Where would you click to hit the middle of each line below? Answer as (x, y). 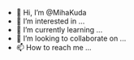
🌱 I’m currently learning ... (59, 30)
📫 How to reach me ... (54, 47)
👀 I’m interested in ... (50, 21)
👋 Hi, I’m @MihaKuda (51, 13)
